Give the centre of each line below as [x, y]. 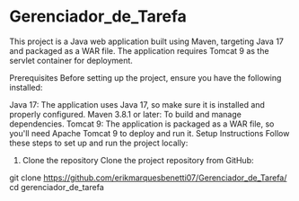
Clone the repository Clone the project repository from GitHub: [138, 160]
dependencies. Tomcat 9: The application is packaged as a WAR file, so [142, 124]
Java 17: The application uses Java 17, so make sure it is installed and [137, 104]
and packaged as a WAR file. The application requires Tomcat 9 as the [139, 50]
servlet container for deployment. [71, 60]
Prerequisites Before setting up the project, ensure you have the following [145, 77]
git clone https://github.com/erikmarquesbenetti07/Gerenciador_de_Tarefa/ [148, 178]
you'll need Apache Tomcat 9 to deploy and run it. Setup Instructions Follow [149, 133]
